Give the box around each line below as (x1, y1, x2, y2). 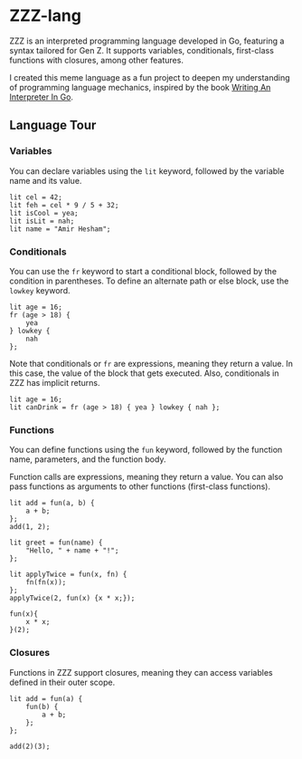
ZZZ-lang (9, 5, 81, 26)
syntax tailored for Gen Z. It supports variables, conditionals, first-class (9, 44, 274, 55)
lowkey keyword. (9, 284, 71, 295)
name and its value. (9, 175, 82, 186)
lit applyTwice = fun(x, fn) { (9, 570, 127, 580)
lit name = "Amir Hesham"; (9, 224, 111, 234)
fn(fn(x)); (25, 578, 67, 587)
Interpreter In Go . (9, 91, 74, 102)
